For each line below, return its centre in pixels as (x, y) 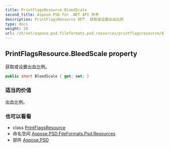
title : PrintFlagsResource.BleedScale (46, 10)
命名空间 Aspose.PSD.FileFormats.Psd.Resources (64, 134)
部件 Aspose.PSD (31, 140)
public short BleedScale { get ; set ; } (47, 76)
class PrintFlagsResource (39, 128)
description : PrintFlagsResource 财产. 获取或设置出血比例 (65, 19)
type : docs (17, 24)
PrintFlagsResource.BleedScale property (71, 54)
